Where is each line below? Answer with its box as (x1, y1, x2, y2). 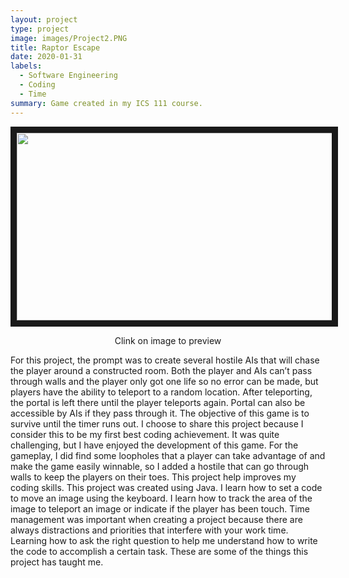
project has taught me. (10, 556, 104, 568)
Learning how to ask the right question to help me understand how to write (10, 534, 318, 546)
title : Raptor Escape (10, 42, 101, 53)
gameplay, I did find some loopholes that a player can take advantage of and (10, 449, 326, 461)
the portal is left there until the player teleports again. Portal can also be (10, 396, 306, 408)
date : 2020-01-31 (10, 52, 83, 62)
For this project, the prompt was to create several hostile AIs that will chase (10, 354, 320, 366)
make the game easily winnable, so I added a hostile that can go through (10, 460, 310, 472)
